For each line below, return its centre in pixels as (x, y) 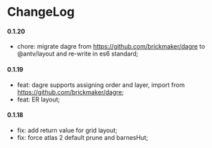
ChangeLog (41, 12)
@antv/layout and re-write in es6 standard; (78, 54)
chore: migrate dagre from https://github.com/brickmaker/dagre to (111, 47)
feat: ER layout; (38, 99)
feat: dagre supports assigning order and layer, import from (101, 85)
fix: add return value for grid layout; (67, 130)
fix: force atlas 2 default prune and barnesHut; (83, 137)
